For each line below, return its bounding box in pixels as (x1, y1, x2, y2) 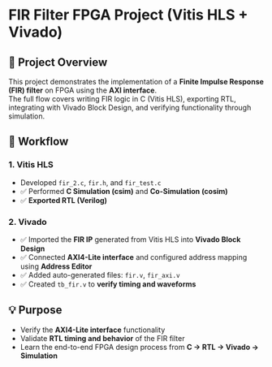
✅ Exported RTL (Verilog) (19, 195, 108, 205)
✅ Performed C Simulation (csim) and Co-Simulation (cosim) (19, 186, 229, 196)
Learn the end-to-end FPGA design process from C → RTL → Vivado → (19, 342, 259, 352)
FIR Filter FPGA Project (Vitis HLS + (8, 6, 248, 24)
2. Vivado (8, 216, 47, 227)
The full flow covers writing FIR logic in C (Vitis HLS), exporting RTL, (8, 94, 237, 103)
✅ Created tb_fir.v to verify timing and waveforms (19, 278, 196, 289)
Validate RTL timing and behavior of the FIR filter (19, 333, 185, 343)
